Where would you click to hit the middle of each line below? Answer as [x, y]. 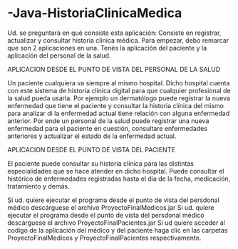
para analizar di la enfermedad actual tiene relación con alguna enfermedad [119, 113]
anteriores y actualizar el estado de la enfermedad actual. [92, 136]
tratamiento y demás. [38, 186]
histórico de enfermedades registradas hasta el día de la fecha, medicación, [119, 179]
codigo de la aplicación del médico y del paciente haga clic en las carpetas [118, 230]
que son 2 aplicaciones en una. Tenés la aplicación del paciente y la [107, 48]
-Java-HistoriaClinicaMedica [95, 13]
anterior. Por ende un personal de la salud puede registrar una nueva [108, 121]
